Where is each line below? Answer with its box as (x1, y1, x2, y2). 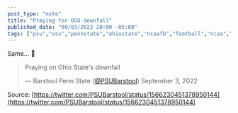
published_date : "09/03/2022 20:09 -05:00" (7, 23, 138, 30)
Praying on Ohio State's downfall (24, 63, 120, 71)
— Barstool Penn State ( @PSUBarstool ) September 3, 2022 (24, 77, 198, 85)
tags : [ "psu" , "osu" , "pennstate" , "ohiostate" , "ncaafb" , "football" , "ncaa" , (7, 30, 230, 37)
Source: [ (7, 90, 34, 99)
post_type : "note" (7, 10, 62, 18)
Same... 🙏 (7, 49, 35, 58)
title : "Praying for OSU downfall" (7, 17, 113, 24)
